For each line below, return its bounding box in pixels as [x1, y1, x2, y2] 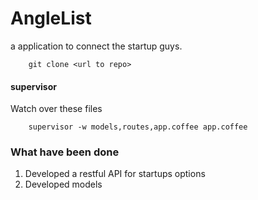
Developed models [24, 178, 103, 191]
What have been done [10, 145, 120, 159]
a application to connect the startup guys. [10, 40, 183, 52]
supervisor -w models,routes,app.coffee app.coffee [28, 122, 248, 132]
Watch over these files [10, 103, 103, 115]
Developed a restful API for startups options [24, 168, 206, 180]
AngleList [10, 7, 92, 30]
